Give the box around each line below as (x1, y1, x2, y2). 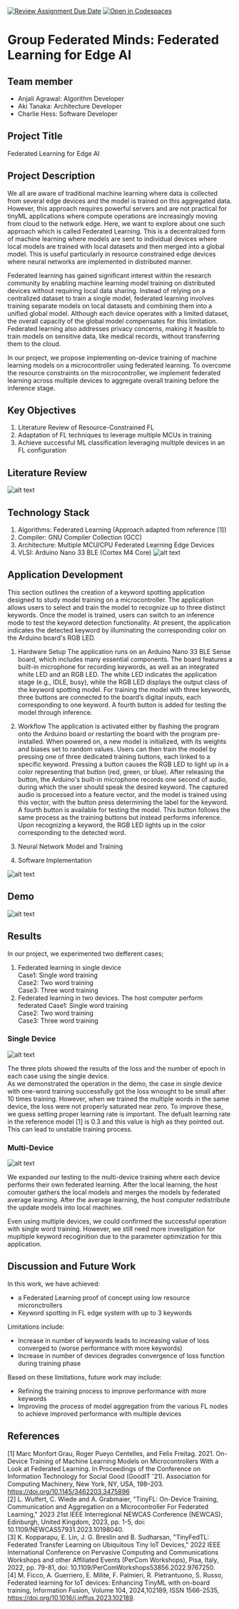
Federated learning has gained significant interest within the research (7, 271, 212, 279)
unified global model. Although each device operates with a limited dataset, (7, 309, 230, 317)
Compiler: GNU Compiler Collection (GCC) (17, 533, 143, 542)
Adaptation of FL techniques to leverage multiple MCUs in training (17, 431, 212, 440)
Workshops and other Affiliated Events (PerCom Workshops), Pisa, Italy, (7, 1555, 219, 1564)
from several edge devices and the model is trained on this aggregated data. (7, 197, 232, 205)
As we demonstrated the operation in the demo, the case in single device (7, 1079, 223, 1088)
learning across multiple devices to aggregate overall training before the (7, 376, 220, 385)
